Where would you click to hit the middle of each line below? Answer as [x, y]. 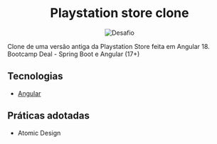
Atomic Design [39, 133]
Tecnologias [35, 76]
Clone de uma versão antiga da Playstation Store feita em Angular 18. [108, 46]
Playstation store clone [120, 13]
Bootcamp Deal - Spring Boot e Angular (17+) [74, 54]
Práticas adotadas [49, 116]
